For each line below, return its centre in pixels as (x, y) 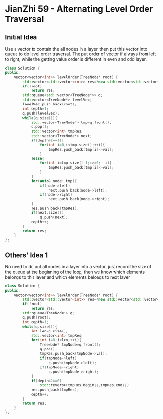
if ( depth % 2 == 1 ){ (47, 140)
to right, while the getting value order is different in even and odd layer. (76, 59)
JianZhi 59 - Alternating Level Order (79, 9)
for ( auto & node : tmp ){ (54, 181)
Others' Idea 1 (26, 255)
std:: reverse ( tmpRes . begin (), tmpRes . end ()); (85, 385)
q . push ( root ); (37, 318)
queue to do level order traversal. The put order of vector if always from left (81, 54)
